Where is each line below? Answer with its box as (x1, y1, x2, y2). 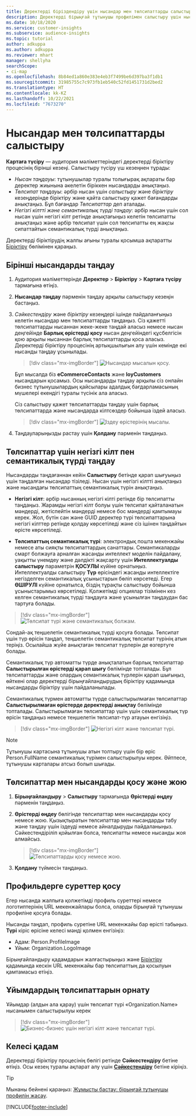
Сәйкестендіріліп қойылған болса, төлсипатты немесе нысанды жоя (14, 829, 186, 836)
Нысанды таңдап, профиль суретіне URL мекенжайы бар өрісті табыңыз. (6, 920, 188, 927)
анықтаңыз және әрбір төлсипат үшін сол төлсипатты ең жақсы (14, 219, 174, 226)
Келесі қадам (6, 1041, 59, 1052)
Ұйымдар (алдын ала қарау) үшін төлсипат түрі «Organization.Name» (6, 1001, 178, 1008)
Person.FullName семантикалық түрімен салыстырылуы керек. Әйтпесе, (6, 754, 187, 762)
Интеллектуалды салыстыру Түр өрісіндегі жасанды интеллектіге (14, 569, 180, 576)
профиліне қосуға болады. (6, 909, 72, 916)
